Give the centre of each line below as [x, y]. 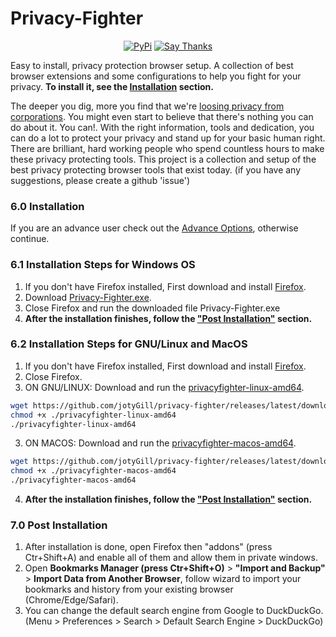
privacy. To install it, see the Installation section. [112, 86]
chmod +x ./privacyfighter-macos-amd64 [93, 471]
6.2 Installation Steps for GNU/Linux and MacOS [129, 344]
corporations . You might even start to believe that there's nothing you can [162, 116]
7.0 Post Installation [59, 525]
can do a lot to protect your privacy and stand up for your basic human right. [168, 138]
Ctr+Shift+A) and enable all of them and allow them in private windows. [171, 558]
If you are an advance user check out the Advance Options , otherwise [154, 228]
